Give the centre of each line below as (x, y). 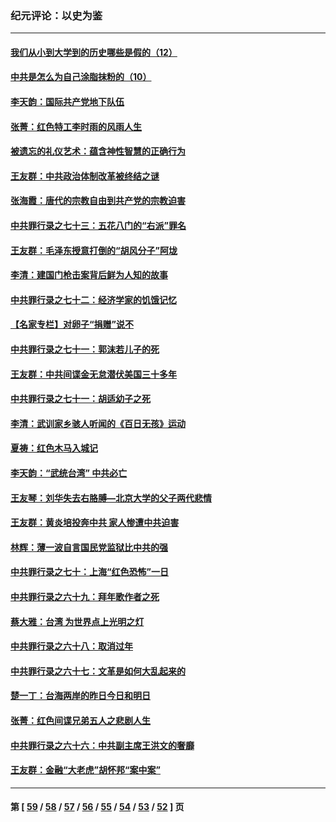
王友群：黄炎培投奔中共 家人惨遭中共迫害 (95, 523)
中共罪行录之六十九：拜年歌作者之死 (85, 596)
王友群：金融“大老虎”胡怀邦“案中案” (86, 770)
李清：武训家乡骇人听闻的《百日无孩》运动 (98, 423)
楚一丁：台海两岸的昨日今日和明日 (80, 696)
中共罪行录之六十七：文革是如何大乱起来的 (98, 671)
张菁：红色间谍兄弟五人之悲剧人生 (80, 720)
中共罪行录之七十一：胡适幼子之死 (80, 399)
